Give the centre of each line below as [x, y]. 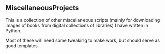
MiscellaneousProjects [42, 8]
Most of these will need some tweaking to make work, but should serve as [83, 40]
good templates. [22, 46]
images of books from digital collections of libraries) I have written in [77, 25]
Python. [13, 31]
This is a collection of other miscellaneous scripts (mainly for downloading [83, 20]
